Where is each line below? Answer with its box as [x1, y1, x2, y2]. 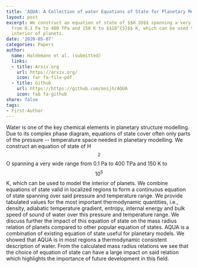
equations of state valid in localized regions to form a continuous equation [6, 186, 186, 193]
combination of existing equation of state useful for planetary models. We [6, 230, 184, 237]
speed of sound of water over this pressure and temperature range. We [6, 211, 180, 218]
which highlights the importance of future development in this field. [6, 255, 169, 262]
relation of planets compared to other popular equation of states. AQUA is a [6, 224, 190, 231]
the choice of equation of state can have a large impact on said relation [6, 249, 179, 256]
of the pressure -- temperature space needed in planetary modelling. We [6, 137, 183, 144]
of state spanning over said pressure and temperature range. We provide [6, 192, 183, 199]
